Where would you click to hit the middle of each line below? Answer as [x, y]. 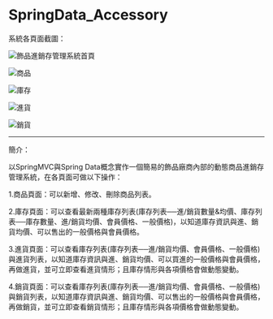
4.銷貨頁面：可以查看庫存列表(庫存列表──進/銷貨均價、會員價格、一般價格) [134, 287]
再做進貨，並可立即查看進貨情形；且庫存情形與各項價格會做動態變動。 [126, 269]
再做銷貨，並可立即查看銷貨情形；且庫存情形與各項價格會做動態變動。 [126, 307]
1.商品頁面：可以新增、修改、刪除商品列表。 [82, 194]
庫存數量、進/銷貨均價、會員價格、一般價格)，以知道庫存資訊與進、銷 [142, 222]
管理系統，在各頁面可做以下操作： [65, 177]
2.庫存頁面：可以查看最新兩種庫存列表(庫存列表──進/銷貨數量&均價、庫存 [132, 211]
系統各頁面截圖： [37, 38]
